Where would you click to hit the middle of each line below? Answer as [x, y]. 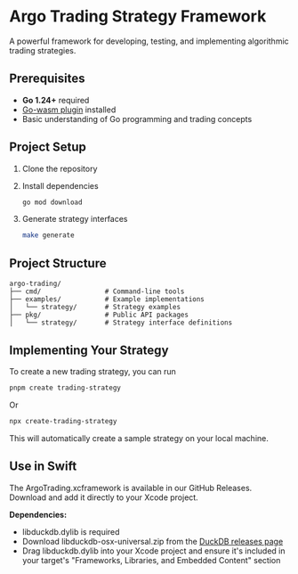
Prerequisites [47, 79]
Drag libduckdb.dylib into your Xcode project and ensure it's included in [153, 551]
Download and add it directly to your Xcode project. [104, 497]
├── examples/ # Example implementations [107, 299]
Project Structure [58, 263]
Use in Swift [43, 467]
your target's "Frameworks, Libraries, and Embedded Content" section [151, 560]
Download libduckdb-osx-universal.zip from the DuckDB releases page [153, 541]
